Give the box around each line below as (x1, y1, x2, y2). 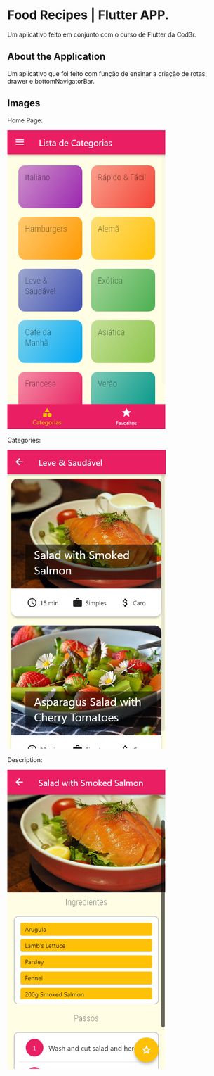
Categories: (7, 436, 41, 444)
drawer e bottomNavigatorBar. (7, 77, 95, 85)
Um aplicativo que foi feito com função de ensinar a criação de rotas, (7, 69, 207, 77)
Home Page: (7, 116, 44, 125)
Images (7, 97, 41, 109)
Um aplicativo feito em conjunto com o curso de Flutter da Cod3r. (7, 30, 196, 39)
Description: (7, 755, 43, 764)
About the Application (7, 51, 106, 63)
